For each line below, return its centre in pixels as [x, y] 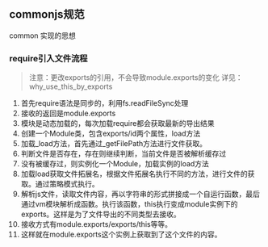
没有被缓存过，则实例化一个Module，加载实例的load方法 [115, 164]
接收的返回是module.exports [68, 113]
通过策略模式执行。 [67, 184]
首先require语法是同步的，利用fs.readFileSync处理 [105, 103]
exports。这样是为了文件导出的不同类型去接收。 [100, 214]
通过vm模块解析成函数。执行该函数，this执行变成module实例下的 [129, 204]
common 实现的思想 [42, 36]
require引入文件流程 [48, 58]
